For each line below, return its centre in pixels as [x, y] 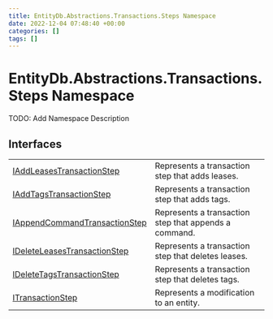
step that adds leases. [197, 176]
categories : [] [34, 31]
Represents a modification [205, 293]
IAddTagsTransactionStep [62, 194]
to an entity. [178, 303]
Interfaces [35, 144]
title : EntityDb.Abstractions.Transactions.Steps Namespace [113, 16]
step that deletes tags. [197, 279]
